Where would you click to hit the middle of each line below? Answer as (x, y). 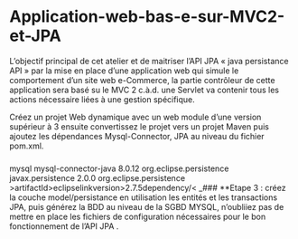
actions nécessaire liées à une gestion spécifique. (102, 99)
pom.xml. (27, 146)
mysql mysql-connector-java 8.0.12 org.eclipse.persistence (119, 168)
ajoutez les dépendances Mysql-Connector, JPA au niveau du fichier (137, 136)
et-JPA (35, 36)
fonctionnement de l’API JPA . (64, 226)
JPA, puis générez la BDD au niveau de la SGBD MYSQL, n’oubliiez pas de (147, 206)
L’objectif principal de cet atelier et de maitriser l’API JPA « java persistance (149, 61)
